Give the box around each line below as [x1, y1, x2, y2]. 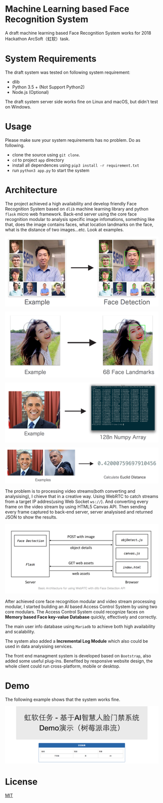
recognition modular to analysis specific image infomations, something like [5, 216, 155, 222]
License [5, 776, 38, 787]
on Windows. [5, 104, 32, 109]
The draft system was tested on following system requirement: [5, 69, 130, 75]
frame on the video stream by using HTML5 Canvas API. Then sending [5, 503, 146, 509]
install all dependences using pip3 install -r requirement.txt [12, 162, 140, 168]
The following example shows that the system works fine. [5, 696, 121, 702]
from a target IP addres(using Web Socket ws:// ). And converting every [5, 499, 148, 504]
